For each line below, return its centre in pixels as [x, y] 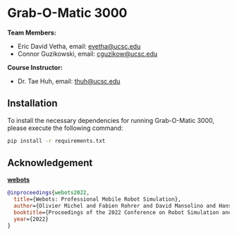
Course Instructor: [35, 67]
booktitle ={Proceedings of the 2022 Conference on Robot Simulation [116, 213]
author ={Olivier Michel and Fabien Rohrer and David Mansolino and [115, 206]
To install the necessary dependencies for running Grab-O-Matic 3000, [111, 120]
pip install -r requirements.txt [56, 141]
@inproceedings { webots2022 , [49, 193]
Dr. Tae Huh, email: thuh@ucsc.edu [69, 81]
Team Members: [32, 33]
